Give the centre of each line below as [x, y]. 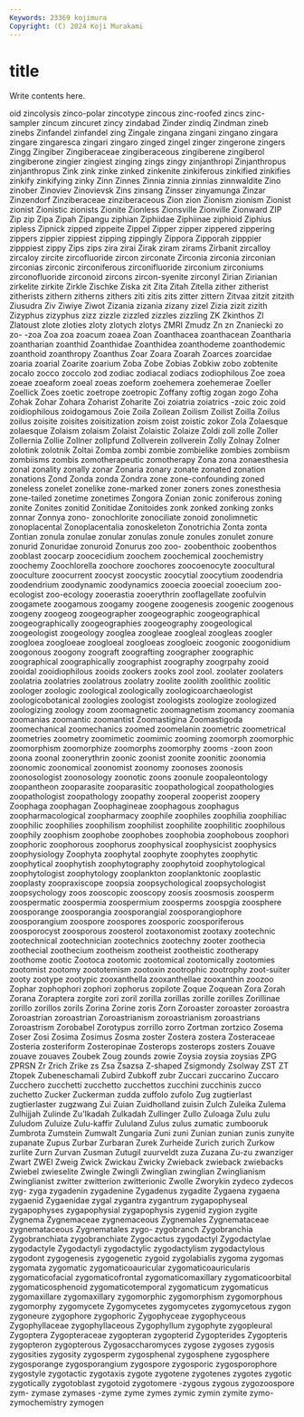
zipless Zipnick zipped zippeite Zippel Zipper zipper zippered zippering [142, 229]
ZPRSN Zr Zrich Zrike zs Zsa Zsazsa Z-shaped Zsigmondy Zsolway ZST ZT [149, 1066]
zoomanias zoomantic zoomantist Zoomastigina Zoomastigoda [126, 720]
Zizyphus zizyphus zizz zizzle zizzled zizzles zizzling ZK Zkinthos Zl [137, 316]
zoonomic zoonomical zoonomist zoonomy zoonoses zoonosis [126, 768]
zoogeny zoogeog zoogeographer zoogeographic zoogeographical [135, 614]
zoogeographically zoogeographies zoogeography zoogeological [131, 623]
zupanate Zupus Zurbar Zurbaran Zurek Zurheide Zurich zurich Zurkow [142, 1143]
